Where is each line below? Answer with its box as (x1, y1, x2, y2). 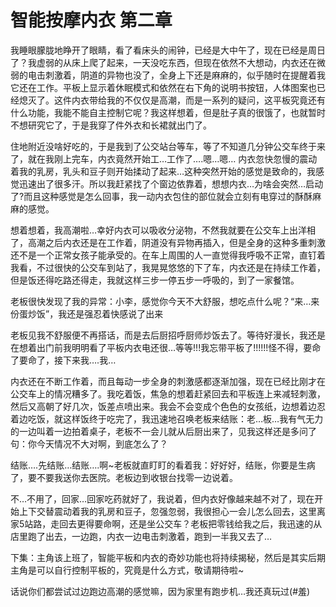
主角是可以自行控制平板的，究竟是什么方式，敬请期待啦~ (10, 564, 245, 576)
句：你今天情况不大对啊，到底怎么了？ (10, 437, 168, 450)
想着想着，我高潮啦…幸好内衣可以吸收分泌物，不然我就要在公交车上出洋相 (10, 224, 317, 236)
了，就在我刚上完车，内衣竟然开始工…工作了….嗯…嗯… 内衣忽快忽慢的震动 (10, 152, 318, 165)
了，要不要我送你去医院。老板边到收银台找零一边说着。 (10, 471, 238, 483)
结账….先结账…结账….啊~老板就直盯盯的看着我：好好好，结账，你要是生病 (10, 459, 316, 471)
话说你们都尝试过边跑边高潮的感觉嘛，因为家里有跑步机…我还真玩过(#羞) (10, 585, 311, 597)
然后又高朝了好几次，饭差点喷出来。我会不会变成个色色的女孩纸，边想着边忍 (10, 400, 326, 412)
